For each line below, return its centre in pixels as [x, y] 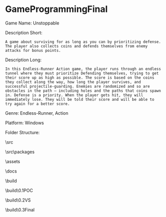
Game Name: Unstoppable [32, 23]
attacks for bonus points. [33, 50]
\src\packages [20, 152]
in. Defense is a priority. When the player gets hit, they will [74, 95]
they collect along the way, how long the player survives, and [73, 82]
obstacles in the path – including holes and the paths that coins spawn [83, 91]
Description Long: [23, 60]
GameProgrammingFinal [56, 9]
